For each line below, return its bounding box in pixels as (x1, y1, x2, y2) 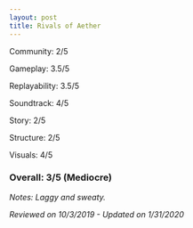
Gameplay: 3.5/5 (9, 63, 70, 74)
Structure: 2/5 (9, 132, 60, 142)
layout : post (9, 12, 58, 22)
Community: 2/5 (9, 45, 68, 56)
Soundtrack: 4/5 (9, 97, 69, 108)
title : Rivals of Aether (9, 21, 101, 30)
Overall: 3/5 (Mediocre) (9, 171, 113, 183)
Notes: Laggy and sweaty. (9, 191, 107, 202)
